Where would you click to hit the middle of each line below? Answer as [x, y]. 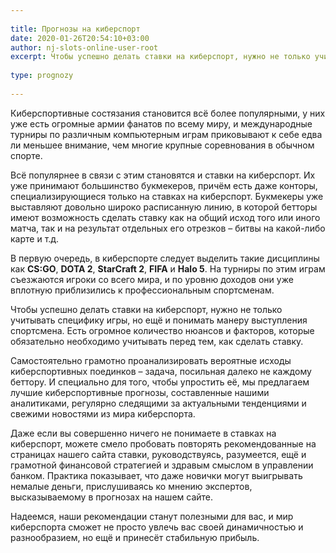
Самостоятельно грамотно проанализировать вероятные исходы [151, 360]
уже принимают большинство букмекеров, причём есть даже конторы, [164, 185]
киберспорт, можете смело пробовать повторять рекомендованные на [163, 443]
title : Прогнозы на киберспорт [75, 29]
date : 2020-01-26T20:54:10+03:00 [80, 38]
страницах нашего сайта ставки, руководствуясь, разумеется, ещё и [158, 454]
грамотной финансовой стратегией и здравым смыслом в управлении [162, 465]
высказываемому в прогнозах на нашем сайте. [112, 497]
